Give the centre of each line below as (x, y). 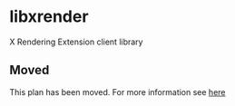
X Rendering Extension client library (76, 42)
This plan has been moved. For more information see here (117, 92)
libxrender (49, 17)
